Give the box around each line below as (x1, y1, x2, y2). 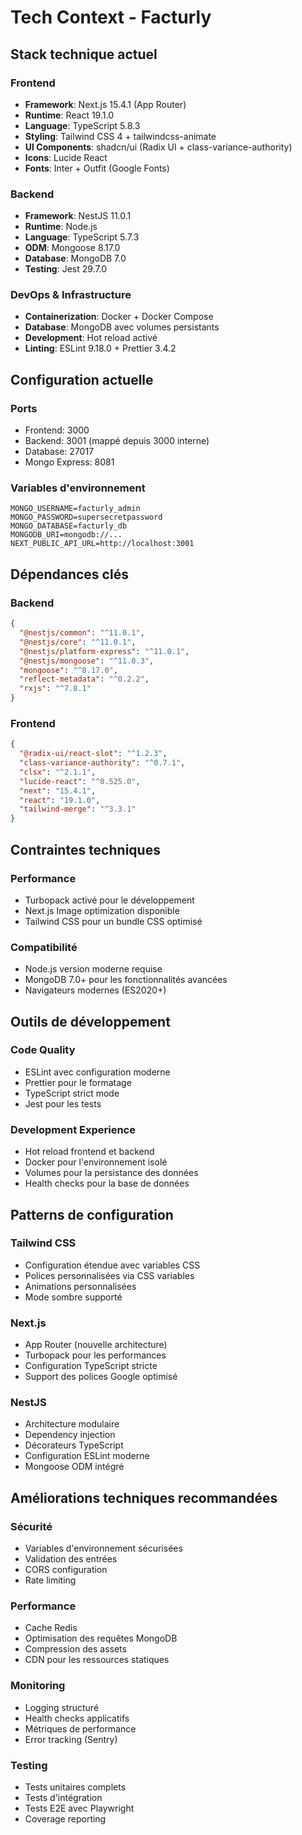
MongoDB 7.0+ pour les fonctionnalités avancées (24, 974, 228, 986)
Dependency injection (24, 1429, 116, 1441)
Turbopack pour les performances (24, 1349, 167, 1361)
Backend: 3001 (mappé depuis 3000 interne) (24, 435, 210, 447)
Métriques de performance (24, 1722, 137, 1735)
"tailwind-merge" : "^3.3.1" (19, 804, 137, 815)
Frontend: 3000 (24, 424, 90, 436)
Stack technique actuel (10, 46, 158, 63)
